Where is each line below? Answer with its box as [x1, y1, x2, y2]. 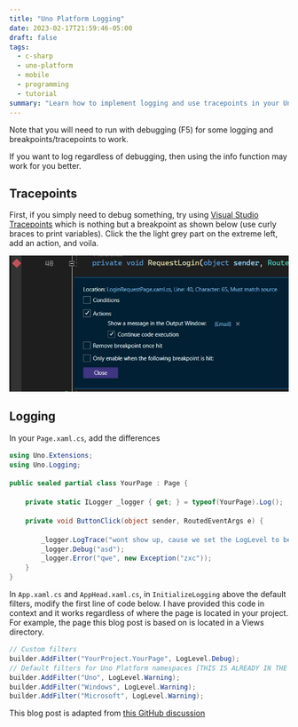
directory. [9, 627, 44, 637]
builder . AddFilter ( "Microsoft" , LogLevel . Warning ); [9, 691, 204, 701]
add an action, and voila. [9, 238, 99, 249]
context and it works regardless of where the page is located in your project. [9, 608, 289, 618]
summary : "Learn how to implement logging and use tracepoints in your [9, 99, 279, 108]
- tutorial [17, 89, 58, 98]
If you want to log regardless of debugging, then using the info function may [9, 151, 288, 162]
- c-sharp [17, 52, 53, 61]
